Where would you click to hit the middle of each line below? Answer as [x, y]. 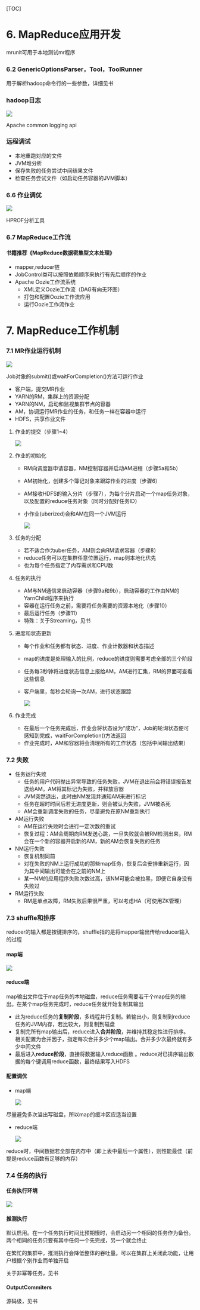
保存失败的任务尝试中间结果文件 [54, 170]
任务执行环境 [22, 1191]
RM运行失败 [29, 894]
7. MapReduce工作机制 [62, 331]
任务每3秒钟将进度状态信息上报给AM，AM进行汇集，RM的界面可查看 [108, 671]
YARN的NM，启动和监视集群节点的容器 [63, 404]
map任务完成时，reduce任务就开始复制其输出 [88, 1004]
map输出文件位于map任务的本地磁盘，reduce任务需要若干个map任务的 [93, 996]
